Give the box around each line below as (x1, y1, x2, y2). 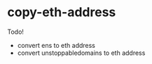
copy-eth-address (7, 4, 116, 20)
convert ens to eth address (17, 41, 96, 49)
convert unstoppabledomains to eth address (17, 49, 146, 57)
